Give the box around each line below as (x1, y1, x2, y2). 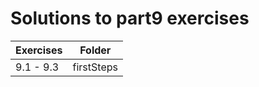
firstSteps (72, 60, 118, 74)
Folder (79, 43, 112, 57)
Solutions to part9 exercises (10, 7, 250, 30)
